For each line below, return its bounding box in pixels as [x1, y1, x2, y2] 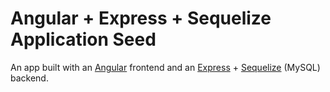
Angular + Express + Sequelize [10, 7, 272, 30]
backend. [10, 72, 49, 84]
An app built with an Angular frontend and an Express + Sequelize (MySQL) [10, 61, 321, 73]
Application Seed [10, 28, 157, 51]
